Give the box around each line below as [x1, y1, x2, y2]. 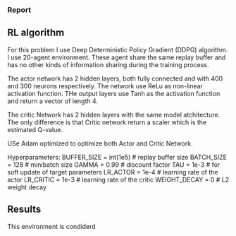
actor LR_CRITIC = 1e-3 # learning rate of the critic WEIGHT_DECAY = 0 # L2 [7, 175, 230, 184]
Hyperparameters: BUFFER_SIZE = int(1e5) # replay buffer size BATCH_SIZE [7, 153, 228, 161]
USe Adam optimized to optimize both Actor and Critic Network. [7, 139, 193, 148]
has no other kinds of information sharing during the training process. [7, 60, 209, 69]
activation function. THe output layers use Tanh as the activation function [7, 89, 221, 98]
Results [7, 203, 42, 216]
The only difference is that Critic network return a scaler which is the [7, 118, 207, 126]
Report [7, 5, 32, 15]
